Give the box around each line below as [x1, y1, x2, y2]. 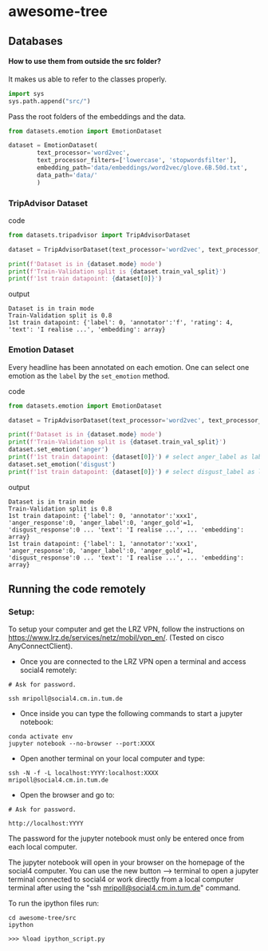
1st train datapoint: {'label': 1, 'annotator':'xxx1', [8, 539, 198, 547]
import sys [8, 90, 45, 97]
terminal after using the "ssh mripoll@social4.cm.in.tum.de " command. [8, 883, 241, 893]
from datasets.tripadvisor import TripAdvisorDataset [8, 231, 191, 239]
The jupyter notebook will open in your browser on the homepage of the [8, 857, 245, 867]
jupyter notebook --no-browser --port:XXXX [8, 740, 156, 748]
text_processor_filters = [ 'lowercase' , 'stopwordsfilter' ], [37, 157, 238, 165]
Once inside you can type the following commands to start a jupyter [19, 709, 243, 718]
